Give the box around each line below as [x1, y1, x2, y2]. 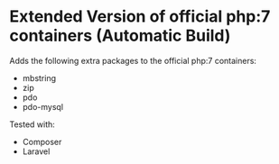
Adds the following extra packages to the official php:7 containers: [9, 55, 257, 66]
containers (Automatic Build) [9, 25, 231, 46]
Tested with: [9, 119, 56, 130]
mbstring [22, 72, 57, 83]
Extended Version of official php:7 [9, 6, 271, 27]
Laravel [22, 146, 51, 157]
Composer [22, 136, 62, 147]
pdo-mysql [22, 101, 64, 112]
